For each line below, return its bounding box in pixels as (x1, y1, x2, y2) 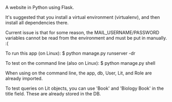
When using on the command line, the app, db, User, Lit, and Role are (5, 70, 152, 76)
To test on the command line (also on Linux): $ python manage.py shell (5, 60, 156, 66)
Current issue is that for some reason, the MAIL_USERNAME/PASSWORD (5, 30, 160, 35)
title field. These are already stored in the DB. (5, 91, 101, 96)
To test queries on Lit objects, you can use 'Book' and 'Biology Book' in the (5, 85, 164, 91)
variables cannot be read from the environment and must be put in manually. (5, 35, 167, 41)
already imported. (5, 75, 43, 81)
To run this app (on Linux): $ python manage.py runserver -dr (5, 50, 136, 56)
